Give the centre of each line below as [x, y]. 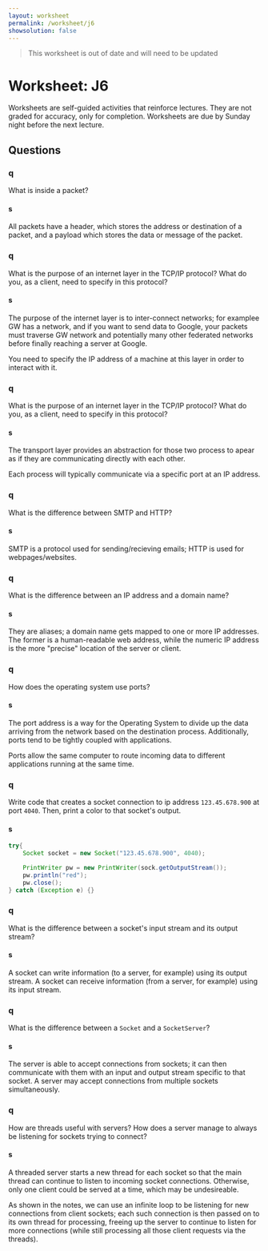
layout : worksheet [39, 16]
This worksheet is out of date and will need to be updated [123, 54]
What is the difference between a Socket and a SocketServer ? [109, 1028]
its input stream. [35, 989]
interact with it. [33, 367]
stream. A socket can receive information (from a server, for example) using [133, 981]
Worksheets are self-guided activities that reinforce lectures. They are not [130, 108]
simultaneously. [34, 1089]
